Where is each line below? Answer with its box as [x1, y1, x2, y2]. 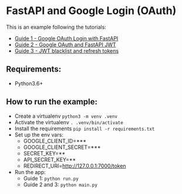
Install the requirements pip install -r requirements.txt [14, 125, 155, 132]
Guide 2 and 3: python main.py [23, 181, 98, 188]
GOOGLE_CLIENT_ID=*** [23, 137, 87, 144]
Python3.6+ [14, 80, 43, 87]
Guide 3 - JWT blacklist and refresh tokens [14, 47, 119, 54]
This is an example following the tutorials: [6, 23, 107, 30]
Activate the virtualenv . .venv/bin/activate [14, 118, 123, 125]
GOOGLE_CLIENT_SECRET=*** [23, 144, 101, 151]
